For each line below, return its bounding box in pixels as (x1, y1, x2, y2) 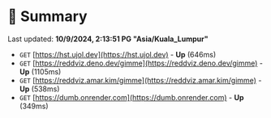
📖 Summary (7, 7, 88, 26)
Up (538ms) (19, 84, 60, 94)
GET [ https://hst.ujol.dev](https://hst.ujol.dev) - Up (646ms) (19, 49, 217, 59)
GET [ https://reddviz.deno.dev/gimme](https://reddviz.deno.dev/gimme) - (19, 58, 264, 68)
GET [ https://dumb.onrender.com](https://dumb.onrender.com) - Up (19, 92, 244, 102)
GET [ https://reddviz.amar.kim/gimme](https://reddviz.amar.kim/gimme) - (19, 75, 262, 85)
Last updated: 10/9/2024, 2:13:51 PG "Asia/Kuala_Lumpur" (7, 34, 209, 44)
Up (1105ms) (19, 66, 62, 76)
